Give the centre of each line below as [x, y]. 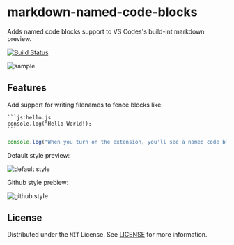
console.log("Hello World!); [49, 124]
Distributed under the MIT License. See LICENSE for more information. [107, 235]
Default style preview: [39, 155]
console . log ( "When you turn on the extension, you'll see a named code [113, 142]
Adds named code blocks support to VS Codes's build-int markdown [106, 31]
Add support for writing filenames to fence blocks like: [85, 105]
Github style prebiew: [38, 182]
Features [27, 88]
